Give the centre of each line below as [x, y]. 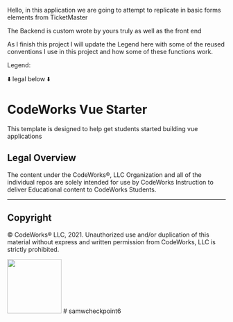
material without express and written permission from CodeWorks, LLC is [112, 241]
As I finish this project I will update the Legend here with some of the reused [116, 44]
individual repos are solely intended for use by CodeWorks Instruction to [110, 182]
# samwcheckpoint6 [92, 311]
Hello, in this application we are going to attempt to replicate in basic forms [114, 10]
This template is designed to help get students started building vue [103, 128]
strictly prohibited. [33, 249]
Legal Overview [42, 158]
